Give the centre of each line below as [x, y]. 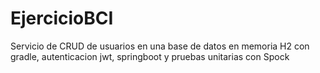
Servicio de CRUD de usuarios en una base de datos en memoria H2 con [160, 46]
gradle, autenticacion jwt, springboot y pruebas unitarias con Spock [150, 56]
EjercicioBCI [62, 18]
